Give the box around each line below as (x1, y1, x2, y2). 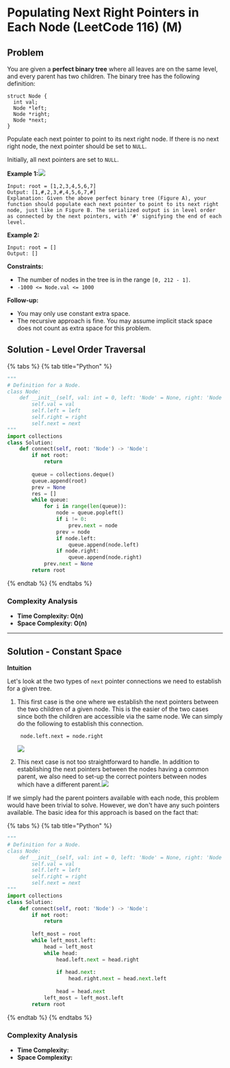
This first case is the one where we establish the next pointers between (16, 698, 219, 706)
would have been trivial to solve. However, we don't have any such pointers (7, 801, 220, 809)
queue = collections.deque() (31, 471, 115, 478)
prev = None (31, 484, 66, 491)
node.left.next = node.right (20, 733, 104, 740)
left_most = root (31, 931, 81, 938)
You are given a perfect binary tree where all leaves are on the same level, (7, 65, 218, 73)
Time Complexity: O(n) (16, 612, 84, 620)
